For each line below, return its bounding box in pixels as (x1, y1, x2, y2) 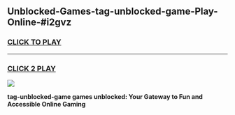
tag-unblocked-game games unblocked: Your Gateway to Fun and (7, 92, 203, 100)
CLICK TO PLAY (7, 38, 62, 47)
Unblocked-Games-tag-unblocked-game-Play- (7, 6, 218, 17)
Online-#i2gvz (7, 17, 72, 29)
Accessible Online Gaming (7, 100, 86, 108)
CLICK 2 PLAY (7, 63, 56, 73)
